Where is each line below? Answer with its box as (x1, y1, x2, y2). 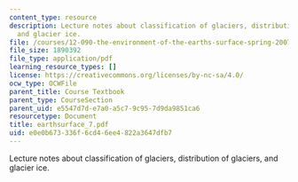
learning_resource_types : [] (9, 63, 117, 72)
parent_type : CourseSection (9, 95, 114, 105)
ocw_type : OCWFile (9, 79, 77, 88)
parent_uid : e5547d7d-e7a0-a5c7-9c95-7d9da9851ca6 (9, 104, 200, 113)
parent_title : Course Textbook (9, 87, 125, 96)
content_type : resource (9, 12, 98, 22)
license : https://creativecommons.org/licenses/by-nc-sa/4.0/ (9, 71, 244, 80)
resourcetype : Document (9, 112, 98, 121)
